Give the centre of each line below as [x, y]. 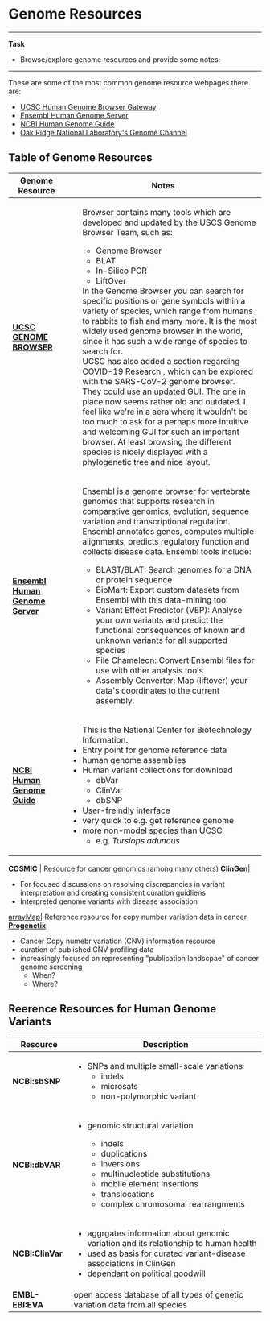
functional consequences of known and [171, 630]
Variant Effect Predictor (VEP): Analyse [169, 610]
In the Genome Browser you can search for [163, 291]
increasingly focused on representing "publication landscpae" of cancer [139, 958]
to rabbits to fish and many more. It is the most [170, 321]
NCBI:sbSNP [37, 1081]
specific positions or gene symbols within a [164, 300]
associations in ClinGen [131, 1263]
